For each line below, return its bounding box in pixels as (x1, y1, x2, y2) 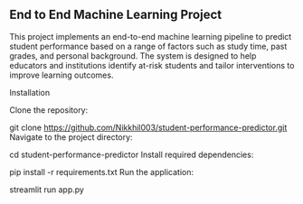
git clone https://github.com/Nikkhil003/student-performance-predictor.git (9, 122, 288, 133)
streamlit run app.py (9, 184, 84, 195)
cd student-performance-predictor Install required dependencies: (9, 149, 254, 160)
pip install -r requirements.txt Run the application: (9, 166, 194, 177)
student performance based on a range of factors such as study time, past (9, 41, 288, 51)
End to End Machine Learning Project (9, 7, 223, 23)
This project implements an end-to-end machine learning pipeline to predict (9, 31, 292, 42)
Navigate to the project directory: (9, 131, 133, 143)
